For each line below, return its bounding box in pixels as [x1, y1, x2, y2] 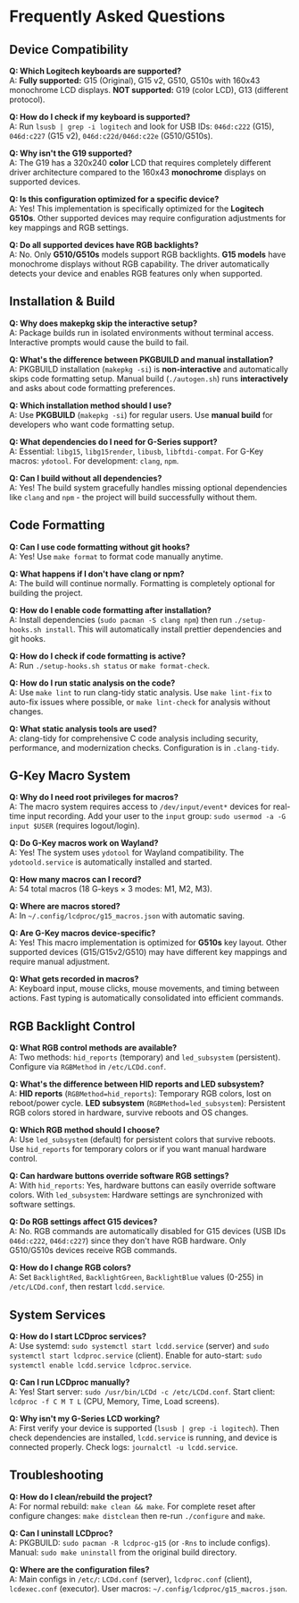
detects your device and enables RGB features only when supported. [9, 269, 263, 278]
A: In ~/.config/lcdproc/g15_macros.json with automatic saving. [9, 910, 245, 921]
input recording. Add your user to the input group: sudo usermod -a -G [27, 811, 287, 822]
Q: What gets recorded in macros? [9, 974, 139, 985]
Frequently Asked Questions [9, 6, 226, 27]
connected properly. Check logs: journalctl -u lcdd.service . [9, 1442, 238, 1453]
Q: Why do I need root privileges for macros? [9, 792, 179, 803]
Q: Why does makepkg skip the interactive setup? [9, 318, 198, 328]
